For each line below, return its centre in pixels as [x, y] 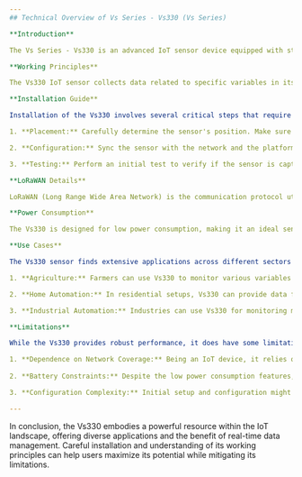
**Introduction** [42, 34]
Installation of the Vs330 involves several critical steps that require [151, 115]
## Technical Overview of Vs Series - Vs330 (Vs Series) [118, 18]
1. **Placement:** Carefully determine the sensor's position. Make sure [151, 132]
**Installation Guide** [54, 99]
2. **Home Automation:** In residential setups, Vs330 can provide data [148, 294]
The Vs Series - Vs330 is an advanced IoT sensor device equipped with [146, 50]
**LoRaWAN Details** [48, 180]
